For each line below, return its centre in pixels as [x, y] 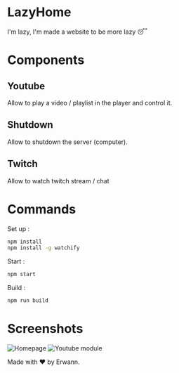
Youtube [26, 86]
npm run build [28, 301]
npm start [22, 275]
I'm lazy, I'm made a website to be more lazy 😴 [77, 32]
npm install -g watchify [44, 248]
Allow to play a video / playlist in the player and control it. [90, 103]
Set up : [19, 228]
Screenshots [45, 329]
